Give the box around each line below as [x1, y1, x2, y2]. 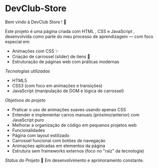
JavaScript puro [12, 117, 45, 123]
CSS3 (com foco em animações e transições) [12, 83, 103, 88]
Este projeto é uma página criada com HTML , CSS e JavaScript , [5, 28, 135, 34]
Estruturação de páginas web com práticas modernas [12, 59, 120, 65]
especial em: [5, 38, 31, 44]
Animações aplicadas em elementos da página [12, 143, 106, 149]
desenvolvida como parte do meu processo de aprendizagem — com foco [5, 34, 154, 39]
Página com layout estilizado [12, 132, 69, 138]
